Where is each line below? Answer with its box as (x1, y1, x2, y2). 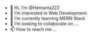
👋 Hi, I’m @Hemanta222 (10, 5, 60, 10)
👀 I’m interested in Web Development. (10, 10, 88, 16)
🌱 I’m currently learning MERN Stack (10, 15, 85, 21)
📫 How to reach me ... (10, 26, 57, 32)
